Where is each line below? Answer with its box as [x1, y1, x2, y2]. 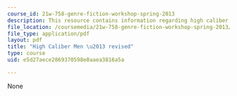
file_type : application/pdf [7, 30, 90, 37]
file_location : [7, 23, 52, 30]
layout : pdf [7, 37, 42, 44]
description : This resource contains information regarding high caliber [7, 17, 229, 24]
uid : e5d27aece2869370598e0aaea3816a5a [7, 56, 125, 64]
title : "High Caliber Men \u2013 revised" [7, 43, 134, 50]
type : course [7, 50, 46, 57]
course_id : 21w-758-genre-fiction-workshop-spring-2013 [7, 10, 175, 18]
